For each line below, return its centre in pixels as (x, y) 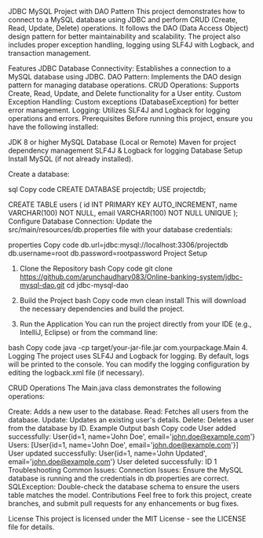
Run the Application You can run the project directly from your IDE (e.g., (135, 324)
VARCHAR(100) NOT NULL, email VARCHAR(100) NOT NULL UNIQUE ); (123, 213)
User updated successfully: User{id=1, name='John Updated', (108, 453)
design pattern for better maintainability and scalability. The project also (124, 36)
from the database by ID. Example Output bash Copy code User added (122, 428)
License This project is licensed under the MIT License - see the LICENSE (127, 519)
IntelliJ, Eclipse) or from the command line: (89, 332)
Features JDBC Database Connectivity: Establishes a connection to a (120, 68)
